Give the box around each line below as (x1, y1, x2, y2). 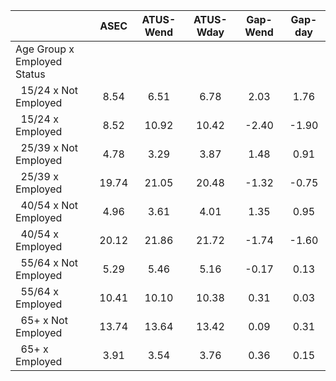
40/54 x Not (20, 199, 79, 212)
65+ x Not (20, 314, 68, 327)
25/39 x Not (20, 141, 79, 154)
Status (15, 67, 46, 81)
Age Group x (15, 42, 75, 56)
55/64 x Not (20, 256, 79, 269)
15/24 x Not (20, 84, 79, 97)
